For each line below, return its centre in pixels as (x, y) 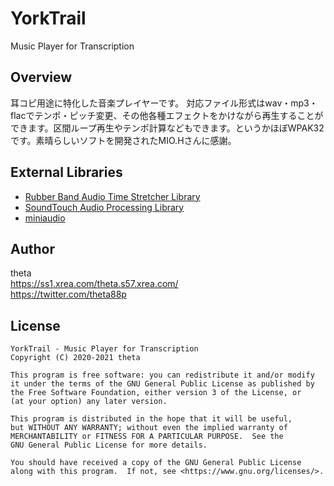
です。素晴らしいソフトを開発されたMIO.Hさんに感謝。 (123, 140)
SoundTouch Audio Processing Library (104, 207)
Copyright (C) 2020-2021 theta (75, 358)
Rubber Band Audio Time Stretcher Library (112, 196)
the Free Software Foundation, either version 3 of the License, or (156, 393)
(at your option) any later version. (89, 402)
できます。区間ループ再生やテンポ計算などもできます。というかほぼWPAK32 (167, 128)
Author (32, 248)
